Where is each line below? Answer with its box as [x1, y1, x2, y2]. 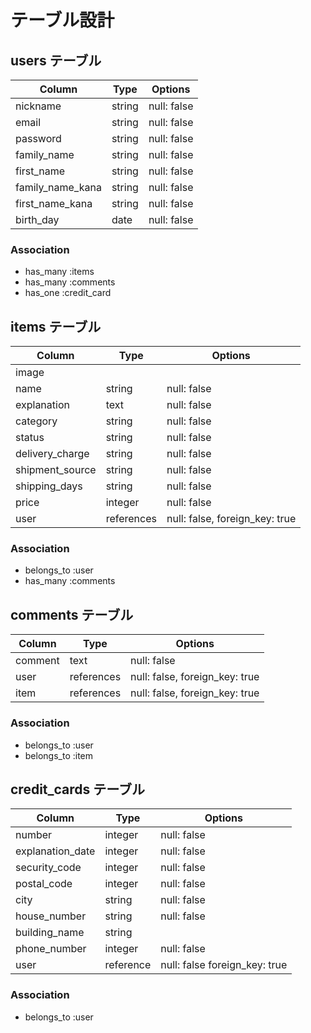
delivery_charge [15, 447, 90, 461]
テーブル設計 [10, 9, 115, 32]
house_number [15, 909, 87, 923]
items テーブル [10, 318, 102, 335]
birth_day [15, 213, 60, 226]
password [15, 132, 62, 145]
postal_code [15, 877, 73, 891]
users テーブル [10, 52, 102, 69]
